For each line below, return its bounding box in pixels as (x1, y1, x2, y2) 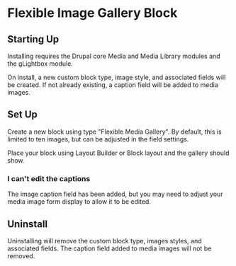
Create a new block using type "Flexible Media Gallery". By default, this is (7, 127, 222, 136)
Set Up (7, 108, 38, 121)
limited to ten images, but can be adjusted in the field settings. (7, 134, 189, 143)
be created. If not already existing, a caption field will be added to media (7, 81, 218, 89)
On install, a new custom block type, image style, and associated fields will (7, 73, 226, 81)
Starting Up (7, 33, 60, 45)
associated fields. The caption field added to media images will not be (7, 244, 212, 253)
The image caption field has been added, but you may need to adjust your (7, 190, 223, 199)
